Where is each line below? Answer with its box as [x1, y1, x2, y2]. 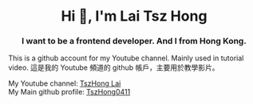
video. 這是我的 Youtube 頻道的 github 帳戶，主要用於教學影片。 [8, 63, 219, 72]
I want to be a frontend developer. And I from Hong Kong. [21, 36, 247, 47]
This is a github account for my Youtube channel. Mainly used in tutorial [8, 53, 244, 63]
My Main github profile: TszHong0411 [8, 87, 131, 97]
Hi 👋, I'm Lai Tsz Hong [61, 7, 208, 25]
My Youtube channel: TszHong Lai [8, 79, 121, 88]
